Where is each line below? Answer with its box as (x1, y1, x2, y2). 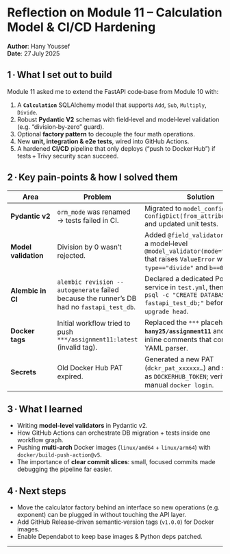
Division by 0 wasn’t (57, 242, 122, 252)
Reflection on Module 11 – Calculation (7, 5, 222, 21)
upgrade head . (144, 306, 189, 316)
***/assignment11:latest (57, 335, 138, 344)
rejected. (57, 250, 86, 260)
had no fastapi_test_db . (57, 302, 136, 311)
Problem (83, 192, 112, 202)
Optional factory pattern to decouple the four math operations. (16, 130, 195, 138)
